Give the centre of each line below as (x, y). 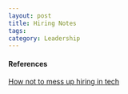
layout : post (30, 16)
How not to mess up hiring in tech (64, 82)
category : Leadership (44, 38)
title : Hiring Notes (43, 23)
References (28, 63)
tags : (17, 31)
